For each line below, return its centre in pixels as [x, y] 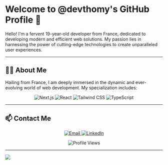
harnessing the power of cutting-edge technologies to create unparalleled [81, 44]
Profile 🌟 [23, 20]
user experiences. [24, 50]
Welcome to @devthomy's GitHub [77, 9]
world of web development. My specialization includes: [80, 88]
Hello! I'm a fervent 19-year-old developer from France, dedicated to [75, 34]
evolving [14, 88]
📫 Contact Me [28, 119]
